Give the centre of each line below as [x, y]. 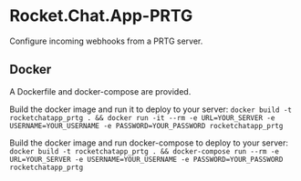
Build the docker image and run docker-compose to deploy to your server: [149, 143]
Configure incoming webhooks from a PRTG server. [106, 41]
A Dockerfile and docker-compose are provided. [100, 91]
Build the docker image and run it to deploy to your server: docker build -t [150, 109]
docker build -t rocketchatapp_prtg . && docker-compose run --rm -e [145, 151]
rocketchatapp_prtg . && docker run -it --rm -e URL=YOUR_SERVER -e [142, 118]
